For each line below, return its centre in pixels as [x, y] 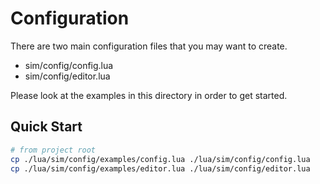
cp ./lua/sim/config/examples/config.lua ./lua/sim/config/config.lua [160, 159]
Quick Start [46, 127]
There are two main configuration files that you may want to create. [149, 46]
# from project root [53, 150]
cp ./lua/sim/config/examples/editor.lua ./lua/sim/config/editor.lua [160, 168]
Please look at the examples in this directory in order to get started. [149, 95]
